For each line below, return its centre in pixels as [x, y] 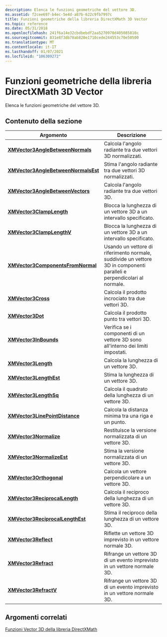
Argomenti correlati [36, 617]
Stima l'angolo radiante [131, 164]
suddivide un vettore [128, 259]
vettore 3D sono [123, 340]
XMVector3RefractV [32, 590]
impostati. [115, 352]
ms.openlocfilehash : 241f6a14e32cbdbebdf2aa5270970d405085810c [72, 33]
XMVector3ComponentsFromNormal [52, 265]
